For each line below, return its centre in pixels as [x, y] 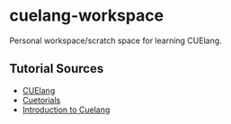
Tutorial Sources [57, 69]
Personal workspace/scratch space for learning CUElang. [115, 40]
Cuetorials [41, 100]
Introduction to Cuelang [66, 110]
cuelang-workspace [87, 16]
